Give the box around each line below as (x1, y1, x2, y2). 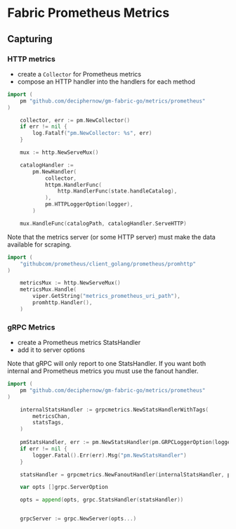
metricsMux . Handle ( (20, 286, 77, 293)
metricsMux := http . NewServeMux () (20, 280, 121, 287)
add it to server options (17, 346, 86, 354)
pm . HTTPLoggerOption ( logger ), (44, 201, 133, 208)
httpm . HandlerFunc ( (44, 181, 102, 188)
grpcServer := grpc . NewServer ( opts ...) (20, 515, 137, 523)
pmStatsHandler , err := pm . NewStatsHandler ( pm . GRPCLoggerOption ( (20, 439, 216, 446)
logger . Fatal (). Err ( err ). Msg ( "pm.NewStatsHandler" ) (32, 452, 188, 459)
